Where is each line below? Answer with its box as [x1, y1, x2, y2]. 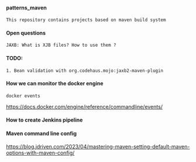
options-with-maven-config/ [6, 149, 75, 156]
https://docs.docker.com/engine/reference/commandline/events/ [6, 103, 163, 110]
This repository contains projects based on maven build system [6, 17, 166, 23]
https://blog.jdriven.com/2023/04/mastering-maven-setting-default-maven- [6, 143, 190, 150]
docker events [6, 93, 41, 99]
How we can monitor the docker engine [6, 80, 104, 87]
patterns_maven [6, 4, 47, 11]
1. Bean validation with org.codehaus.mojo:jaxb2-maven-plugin [6, 67, 164, 74]
